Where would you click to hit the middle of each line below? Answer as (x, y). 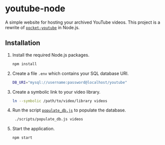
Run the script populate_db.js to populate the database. (69, 110)
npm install (24, 64)
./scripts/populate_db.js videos (49, 119)
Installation (23, 43)
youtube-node (35, 9)
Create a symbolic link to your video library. (56, 92)
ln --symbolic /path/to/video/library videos (60, 101)
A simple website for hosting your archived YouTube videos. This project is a (83, 22)
